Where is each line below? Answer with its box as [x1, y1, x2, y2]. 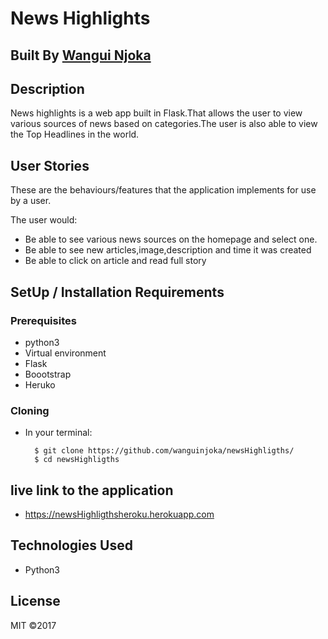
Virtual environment [24, 347, 107, 359]
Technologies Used [10, 537, 133, 554]
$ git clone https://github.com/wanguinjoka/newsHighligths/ [34, 446, 295, 456]
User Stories [10, 157, 90, 174]
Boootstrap [24, 368, 72, 380]
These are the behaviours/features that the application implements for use [10, 184, 317, 196]
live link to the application [10, 482, 174, 499]
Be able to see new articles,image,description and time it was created [24, 244, 312, 256]
